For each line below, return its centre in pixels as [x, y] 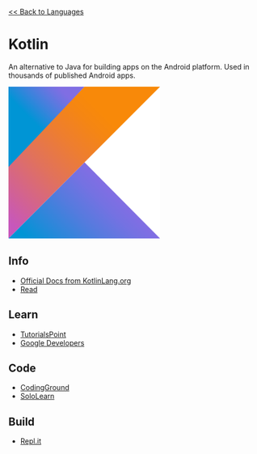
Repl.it [31, 441]
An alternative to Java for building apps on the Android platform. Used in [129, 66]
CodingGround [45, 388]
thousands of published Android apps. [72, 75]
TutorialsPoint [43, 334]
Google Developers [52, 342]
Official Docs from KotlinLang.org [76, 280]
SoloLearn [37, 397]
